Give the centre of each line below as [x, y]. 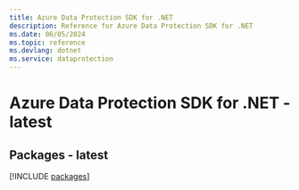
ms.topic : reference [48, 42]
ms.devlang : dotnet [46, 51]
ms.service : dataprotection [62, 59]
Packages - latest [59, 155]
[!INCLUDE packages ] [50, 176]
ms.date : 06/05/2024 [48, 34]
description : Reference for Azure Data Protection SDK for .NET [131, 26]
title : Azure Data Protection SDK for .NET [91, 17]
